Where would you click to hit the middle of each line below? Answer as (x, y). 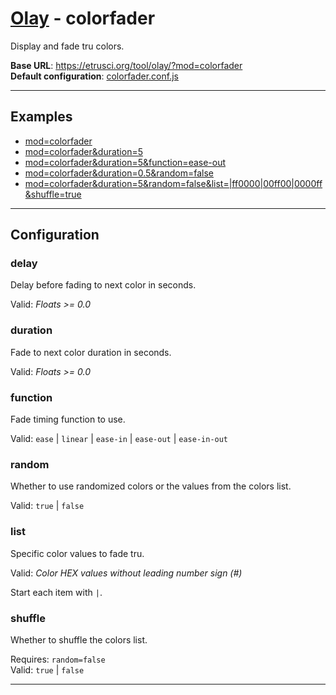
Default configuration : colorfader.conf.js (94, 76)
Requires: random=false (58, 659)
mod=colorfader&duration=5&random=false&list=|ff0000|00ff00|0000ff (173, 183)
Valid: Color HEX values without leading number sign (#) (126, 573)
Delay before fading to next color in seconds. (103, 285)
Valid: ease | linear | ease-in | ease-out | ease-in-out (119, 439)
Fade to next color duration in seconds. (91, 352)
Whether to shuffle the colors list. (79, 639)
